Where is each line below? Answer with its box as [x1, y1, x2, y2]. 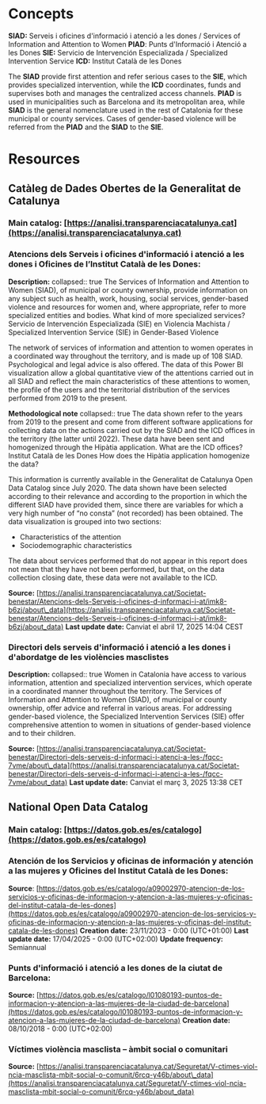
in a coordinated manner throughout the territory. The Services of [8, 687, 222, 696]
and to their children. [8, 729, 77, 738]
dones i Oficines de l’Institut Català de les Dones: [8, 259, 201, 270]
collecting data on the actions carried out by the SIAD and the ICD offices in [8, 425, 256, 435]
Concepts [8, 5, 74, 23]
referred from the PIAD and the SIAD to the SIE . [8, 122, 164, 132]
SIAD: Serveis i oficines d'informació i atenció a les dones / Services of [8, 31, 241, 40]
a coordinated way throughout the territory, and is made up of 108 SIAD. [8, 351, 243, 361]
